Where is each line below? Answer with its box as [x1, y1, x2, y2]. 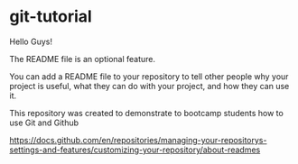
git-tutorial [9, 6, 92, 27]
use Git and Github [9, 117, 79, 128]
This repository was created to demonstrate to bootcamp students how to [9, 107, 284, 118]
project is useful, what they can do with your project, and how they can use [9, 80, 290, 91]
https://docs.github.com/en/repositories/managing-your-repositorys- [9, 134, 267, 145]
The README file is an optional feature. [9, 53, 156, 64]
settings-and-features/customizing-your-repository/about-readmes [9, 144, 261, 155]
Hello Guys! [9, 36, 52, 47]
